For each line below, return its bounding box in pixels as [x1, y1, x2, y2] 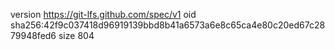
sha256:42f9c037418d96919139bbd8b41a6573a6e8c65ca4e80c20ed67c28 [10, 19, 326, 31]
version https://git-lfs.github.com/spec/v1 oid [10, 9, 197, 20]
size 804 [58, 30, 95, 41]
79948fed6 [10, 30, 57, 41]
